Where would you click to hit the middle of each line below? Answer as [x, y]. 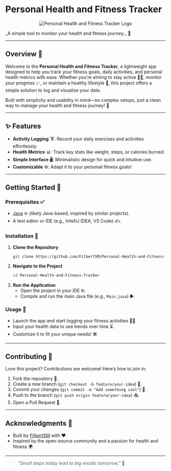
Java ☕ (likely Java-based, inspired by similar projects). [71, 213]
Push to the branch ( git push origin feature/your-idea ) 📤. [76, 395]
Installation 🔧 [22, 236]
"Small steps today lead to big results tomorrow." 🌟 [71, 463]
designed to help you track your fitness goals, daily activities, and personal [84, 72]
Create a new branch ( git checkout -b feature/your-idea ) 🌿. [77, 384]
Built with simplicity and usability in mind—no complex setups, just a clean [83, 100]
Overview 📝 [24, 54]
